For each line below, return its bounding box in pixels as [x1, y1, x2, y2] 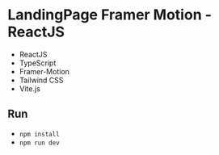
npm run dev [19, 139, 60, 147]
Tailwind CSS [19, 75, 64, 85]
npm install [19, 130, 60, 138]
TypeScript [19, 58, 57, 68]
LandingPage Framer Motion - [7, 6, 212, 24]
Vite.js [19, 83, 41, 94]
